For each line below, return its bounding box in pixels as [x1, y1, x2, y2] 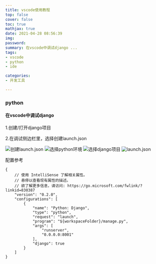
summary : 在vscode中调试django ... [5, 45, 78, 50]
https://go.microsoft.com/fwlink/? [67, 183, 143, 188]
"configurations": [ [14, 196, 58, 202]
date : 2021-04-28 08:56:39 [5, 31, 63, 36]
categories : [5, 73, 30, 79]
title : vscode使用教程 [5, 7, 50, 13]
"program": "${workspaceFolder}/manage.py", [32, 219, 129, 224]
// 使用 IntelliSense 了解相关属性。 [14, 173, 87, 178]
